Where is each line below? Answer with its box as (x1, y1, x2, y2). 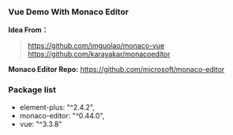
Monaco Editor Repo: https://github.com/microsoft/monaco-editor (8, 65, 225, 74)
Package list (8, 84, 57, 96)
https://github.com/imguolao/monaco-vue (27, 41, 165, 51)
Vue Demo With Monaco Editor (8, 6, 129, 17)
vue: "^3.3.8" (19, 119, 62, 129)
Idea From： (8, 25, 49, 35)
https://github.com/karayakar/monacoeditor (27, 50, 171, 59)
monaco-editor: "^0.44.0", (19, 111, 105, 120)
